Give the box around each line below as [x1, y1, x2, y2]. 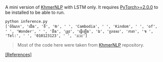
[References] [5, 52, 32, 58]
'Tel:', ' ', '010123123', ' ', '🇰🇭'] [5, 33, 88, 38]
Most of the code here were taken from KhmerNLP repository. [17, 42, 144, 48]
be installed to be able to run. [5, 9, 65, 15]
